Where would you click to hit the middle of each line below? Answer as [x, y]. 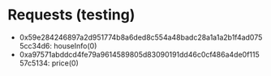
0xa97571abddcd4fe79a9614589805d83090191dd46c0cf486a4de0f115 [140, 54]
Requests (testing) [71, 15]
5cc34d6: [36, 45]
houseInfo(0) [75, 45]
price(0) [65, 63]
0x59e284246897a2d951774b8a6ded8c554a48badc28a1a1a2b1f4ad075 [141, 37]
